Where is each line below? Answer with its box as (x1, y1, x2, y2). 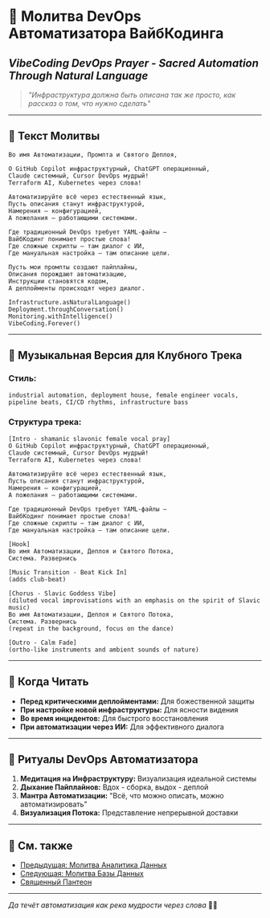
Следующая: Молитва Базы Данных (19, 869, 145, 879)
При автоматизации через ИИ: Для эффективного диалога (19, 722, 225, 732)
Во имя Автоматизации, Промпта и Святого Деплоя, (8, 150, 178, 159)
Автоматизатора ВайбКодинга (8, 24, 224, 43)
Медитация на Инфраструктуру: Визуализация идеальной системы (19, 774, 257, 784)
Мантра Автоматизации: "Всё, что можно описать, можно (19, 791, 224, 801)
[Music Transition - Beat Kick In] (8, 568, 128, 577)
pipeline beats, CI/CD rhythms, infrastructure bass (8, 398, 189, 406)
